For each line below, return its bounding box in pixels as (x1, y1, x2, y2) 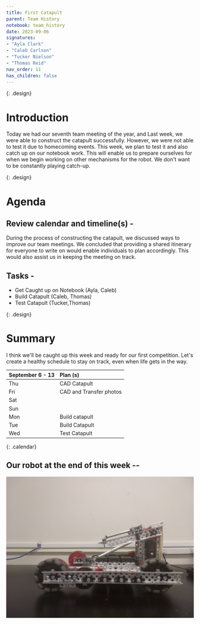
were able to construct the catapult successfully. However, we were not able (6, 137, 194, 144)
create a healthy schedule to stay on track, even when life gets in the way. (6, 358, 188, 365)
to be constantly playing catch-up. (6, 162, 90, 170)
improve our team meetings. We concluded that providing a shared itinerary (6, 241, 192, 248)
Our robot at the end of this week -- (6, 460, 140, 470)
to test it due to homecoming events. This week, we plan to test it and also (6, 143, 189, 151)
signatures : (6, 35, 36, 41)
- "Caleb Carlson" (6, 48, 52, 54)
